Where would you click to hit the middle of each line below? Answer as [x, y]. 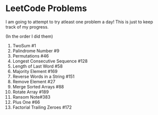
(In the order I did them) [29, 36]
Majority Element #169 [35, 71]
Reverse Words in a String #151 [44, 76]
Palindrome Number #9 [36, 51]
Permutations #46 [31, 56]
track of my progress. [27, 27]
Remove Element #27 [34, 81]
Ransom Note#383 [31, 97]
